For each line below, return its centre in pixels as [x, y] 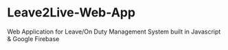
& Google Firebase [33, 38]
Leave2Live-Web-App [71, 13]
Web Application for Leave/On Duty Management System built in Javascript [114, 32]
